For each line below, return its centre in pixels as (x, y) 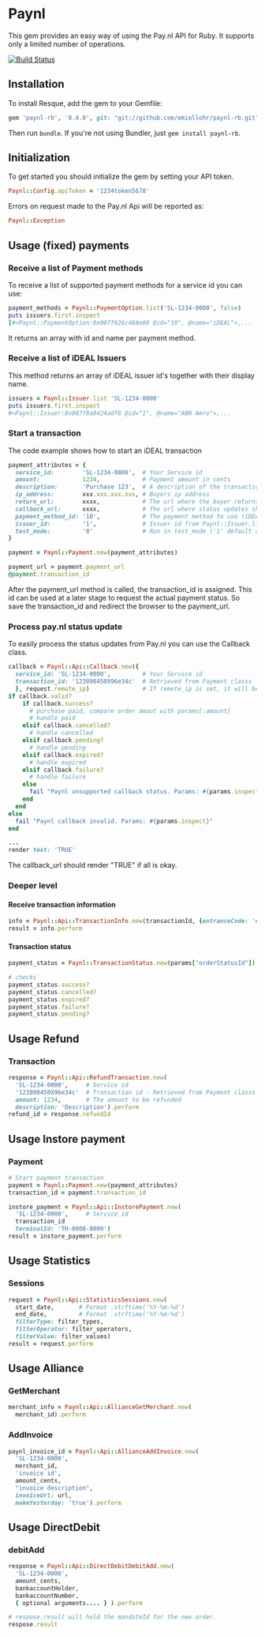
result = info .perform (45, 929)
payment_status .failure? (49, 1007)
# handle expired (58, 762)
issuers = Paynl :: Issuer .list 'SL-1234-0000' (84, 398)
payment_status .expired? (49, 999)
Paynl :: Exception (37, 221)
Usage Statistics (49, 1261)
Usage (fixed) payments (69, 245)
